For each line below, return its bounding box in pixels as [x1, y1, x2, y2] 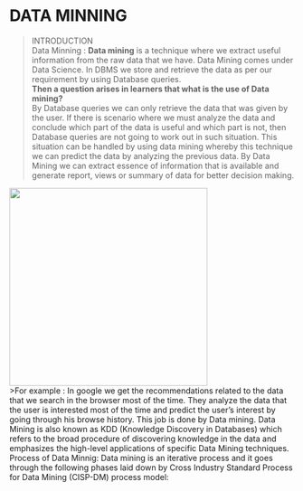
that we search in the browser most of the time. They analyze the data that [9, 394, 288, 405]
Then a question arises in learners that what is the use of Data [31, 83, 270, 94]
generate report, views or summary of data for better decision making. [31, 169, 295, 181]
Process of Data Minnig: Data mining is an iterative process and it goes [9, 452, 273, 463]
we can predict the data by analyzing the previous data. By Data [31, 150, 270, 161]
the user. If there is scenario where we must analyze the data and [31, 112, 276, 123]
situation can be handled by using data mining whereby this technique [31, 141, 294, 152]
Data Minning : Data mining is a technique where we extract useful [31, 44, 281, 55]
